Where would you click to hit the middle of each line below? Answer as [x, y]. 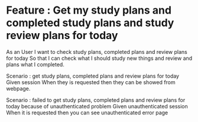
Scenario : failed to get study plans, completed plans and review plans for [96, 100]
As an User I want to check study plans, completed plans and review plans [97, 52]
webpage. [18, 88]
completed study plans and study [90, 23]
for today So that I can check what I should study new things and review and [99, 58]
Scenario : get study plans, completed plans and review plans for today [92, 76]
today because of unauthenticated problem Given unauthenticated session [97, 106]
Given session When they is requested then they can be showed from [91, 82]
